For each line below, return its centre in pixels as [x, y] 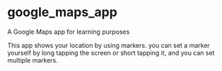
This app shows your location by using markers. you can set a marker [109, 45]
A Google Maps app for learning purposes [69, 32]
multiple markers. [33, 60]
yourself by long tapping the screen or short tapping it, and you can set [111, 53]
